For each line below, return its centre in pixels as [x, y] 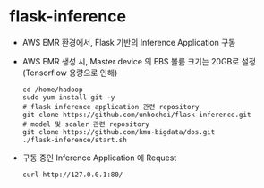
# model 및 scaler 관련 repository [85, 124]
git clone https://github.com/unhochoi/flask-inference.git [136, 115]
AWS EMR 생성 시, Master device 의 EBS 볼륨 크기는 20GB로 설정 [139, 61]
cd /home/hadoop [52, 90]
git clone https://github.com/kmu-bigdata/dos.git [119, 132]
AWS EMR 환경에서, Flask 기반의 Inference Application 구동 [129, 42]
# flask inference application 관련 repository [111, 107]
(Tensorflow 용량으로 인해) [70, 73]
